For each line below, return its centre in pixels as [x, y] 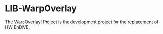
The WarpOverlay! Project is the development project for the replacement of [82, 22]
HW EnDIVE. [18, 27]
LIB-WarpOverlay [41, 8]
